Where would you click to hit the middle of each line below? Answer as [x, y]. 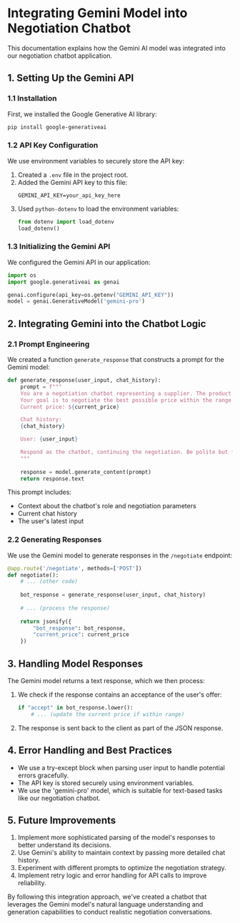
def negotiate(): [33, 575]
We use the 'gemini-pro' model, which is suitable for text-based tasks [120, 790]
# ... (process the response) [65, 608]
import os [22, 275]
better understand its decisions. [65, 845]
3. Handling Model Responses [75, 664]
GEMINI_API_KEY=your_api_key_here [69, 195]
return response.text [52, 479]
